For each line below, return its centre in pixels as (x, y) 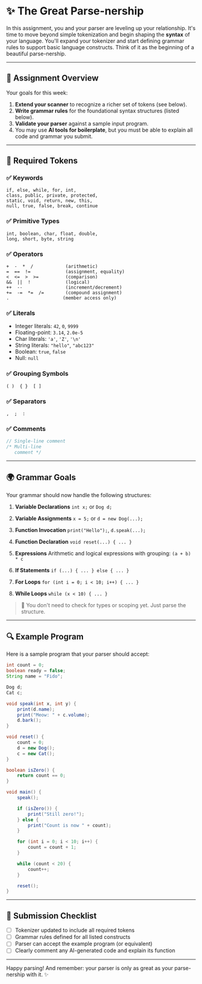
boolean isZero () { (31, 770)
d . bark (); (29, 720)
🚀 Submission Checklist (52, 916)
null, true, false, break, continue (52, 206)
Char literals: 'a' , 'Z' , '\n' (48, 339)
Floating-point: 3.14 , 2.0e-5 (49, 332)
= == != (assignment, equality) (66, 272)
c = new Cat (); (36, 753)
